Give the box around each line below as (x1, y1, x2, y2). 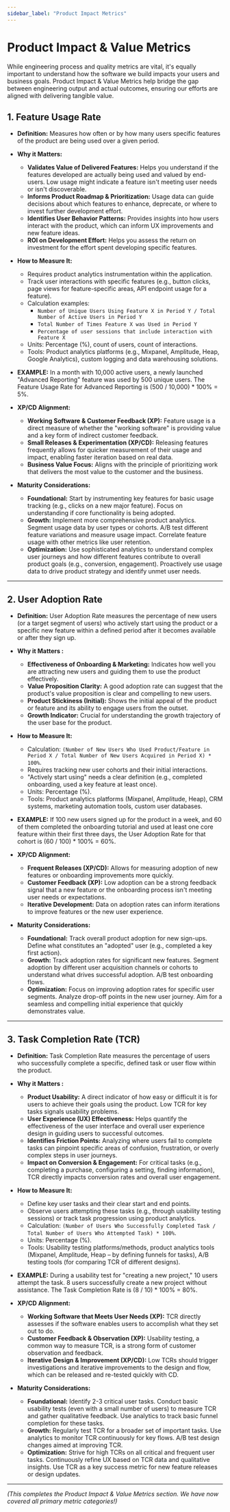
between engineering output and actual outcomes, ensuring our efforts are (7, 84, 218, 93)
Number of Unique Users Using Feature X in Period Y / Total (37, 308, 216, 315)
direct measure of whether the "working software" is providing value (27, 424, 221, 432)
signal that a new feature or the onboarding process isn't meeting (27, 886, 212, 894)
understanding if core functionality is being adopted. (27, 509, 176, 517)
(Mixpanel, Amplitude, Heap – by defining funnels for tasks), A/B (27, 1251, 209, 1259)
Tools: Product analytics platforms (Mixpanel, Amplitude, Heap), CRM (27, 795, 223, 803)
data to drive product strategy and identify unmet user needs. (27, 567, 201, 576)
